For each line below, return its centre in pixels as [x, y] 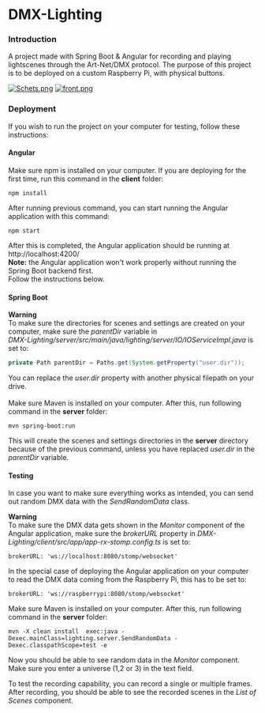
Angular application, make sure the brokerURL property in [102, 534]
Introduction [32, 40]
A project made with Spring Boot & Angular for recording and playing [120, 56]
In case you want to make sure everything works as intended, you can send [131, 493]
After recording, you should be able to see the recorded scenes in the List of [132, 692]
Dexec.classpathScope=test [52, 646]
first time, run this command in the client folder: [86, 179]
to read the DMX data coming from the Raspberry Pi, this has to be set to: [127, 579]
